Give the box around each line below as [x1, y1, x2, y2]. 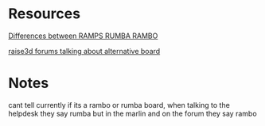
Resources [8, 5, 81, 23]
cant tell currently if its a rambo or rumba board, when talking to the [8, 100, 231, 109]
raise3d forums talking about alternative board [8, 46, 161, 55]
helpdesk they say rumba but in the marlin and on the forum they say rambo [8, 109, 257, 118]
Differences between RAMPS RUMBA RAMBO [8, 31, 158, 40]
